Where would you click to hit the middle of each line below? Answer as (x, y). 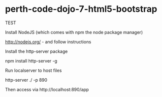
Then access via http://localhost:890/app (47, 89)
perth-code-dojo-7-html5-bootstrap (81, 9)
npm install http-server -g (31, 61)
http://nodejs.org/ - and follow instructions (48, 42)
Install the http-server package (36, 51)
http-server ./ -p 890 (26, 80)
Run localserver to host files (33, 70)
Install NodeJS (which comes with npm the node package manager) (74, 32)
